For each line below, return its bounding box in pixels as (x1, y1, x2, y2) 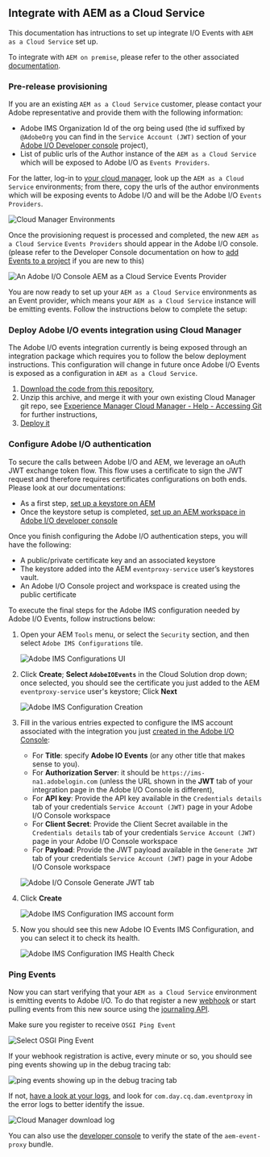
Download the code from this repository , (19, 384, 155, 394)
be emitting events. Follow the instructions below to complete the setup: (8, 304, 247, 314)
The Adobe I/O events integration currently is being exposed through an (8, 343, 247, 353)
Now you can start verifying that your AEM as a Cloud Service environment (8, 988, 257, 996)
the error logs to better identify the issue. (8, 1100, 145, 1109)
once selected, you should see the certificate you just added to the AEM (19, 678, 260, 687)
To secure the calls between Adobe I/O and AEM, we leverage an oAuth (8, 457, 246, 466)
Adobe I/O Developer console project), (19, 140, 149, 150)
